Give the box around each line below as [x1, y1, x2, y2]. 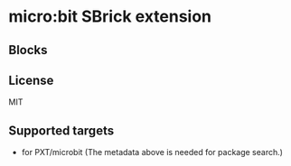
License [8, 72, 54, 88]
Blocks [8, 42, 48, 58]
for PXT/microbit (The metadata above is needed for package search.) [21, 147, 284, 158]
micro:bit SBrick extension [8, 6, 212, 27]
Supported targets [8, 123, 115, 138]
